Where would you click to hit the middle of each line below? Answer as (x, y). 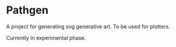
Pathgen (27, 10)
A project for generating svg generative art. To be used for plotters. (88, 26)
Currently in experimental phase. (46, 38)
